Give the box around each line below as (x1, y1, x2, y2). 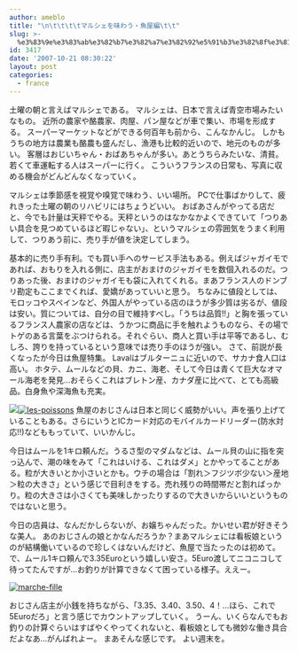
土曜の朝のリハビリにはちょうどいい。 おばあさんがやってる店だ (39, 200, 275, 211)
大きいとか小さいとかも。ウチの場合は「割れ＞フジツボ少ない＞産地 (39, 467, 289, 478)
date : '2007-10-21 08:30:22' (9, 54, 117, 63)
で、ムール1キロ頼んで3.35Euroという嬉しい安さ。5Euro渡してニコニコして (9, 553, 284, 563)
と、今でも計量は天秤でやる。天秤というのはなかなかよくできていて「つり (9, 212, 280, 222)
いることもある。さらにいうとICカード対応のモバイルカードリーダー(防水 (9, 415, 277, 426)
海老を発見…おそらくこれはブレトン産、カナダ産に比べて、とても (24, 374, 263, 385)
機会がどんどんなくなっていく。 (24, 170, 141, 182)
